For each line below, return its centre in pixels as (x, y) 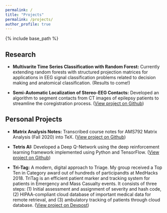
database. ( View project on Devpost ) (51, 205)
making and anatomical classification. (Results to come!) (71, 83)
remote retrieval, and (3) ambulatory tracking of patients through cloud (86, 200)
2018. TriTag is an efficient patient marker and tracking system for (81, 178)
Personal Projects (34, 119)
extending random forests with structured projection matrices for (80, 72)
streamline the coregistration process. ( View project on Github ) (78, 103)
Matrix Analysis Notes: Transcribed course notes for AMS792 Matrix (85, 131)
